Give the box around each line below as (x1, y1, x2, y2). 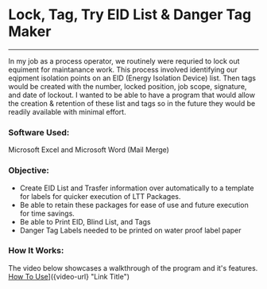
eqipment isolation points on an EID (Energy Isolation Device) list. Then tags (8, 73, 257, 83)
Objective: (8, 165, 49, 176)
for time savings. (19, 209, 75, 218)
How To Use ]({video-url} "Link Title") (8, 271, 130, 281)
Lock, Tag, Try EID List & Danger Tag (8, 6, 252, 24)
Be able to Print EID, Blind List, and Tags (19, 217, 151, 226)
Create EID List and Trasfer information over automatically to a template (19, 183, 254, 193)
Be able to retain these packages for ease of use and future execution (19, 200, 249, 209)
